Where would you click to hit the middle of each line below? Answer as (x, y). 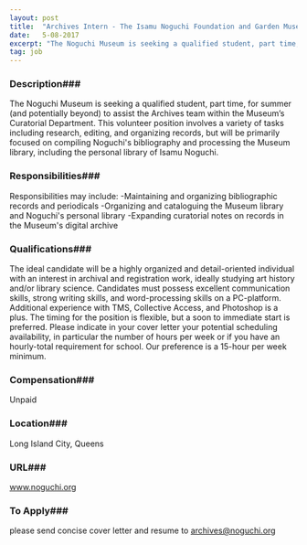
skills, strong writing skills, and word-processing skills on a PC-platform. (145, 298)
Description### (45, 84)
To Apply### (39, 510)
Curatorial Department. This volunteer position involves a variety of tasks (147, 123)
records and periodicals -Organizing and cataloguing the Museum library (147, 206)
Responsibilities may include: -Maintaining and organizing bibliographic (144, 196)
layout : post (34, 18)
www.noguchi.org (43, 486)
